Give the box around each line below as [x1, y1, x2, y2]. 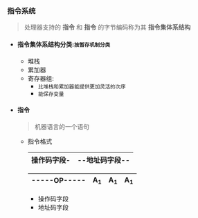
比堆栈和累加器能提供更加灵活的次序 [37, 83, 126, 90]
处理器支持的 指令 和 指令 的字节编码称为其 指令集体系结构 [24, 23, 191, 32]
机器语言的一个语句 [34, 122, 90, 130]
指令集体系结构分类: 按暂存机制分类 [17, 40, 111, 48]
